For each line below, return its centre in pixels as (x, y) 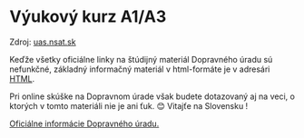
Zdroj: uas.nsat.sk (43, 42)
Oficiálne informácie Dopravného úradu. (84, 123)
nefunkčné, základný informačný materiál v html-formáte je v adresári (140, 69)
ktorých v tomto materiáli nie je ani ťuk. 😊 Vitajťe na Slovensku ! (129, 105)
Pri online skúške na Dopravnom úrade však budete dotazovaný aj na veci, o (152, 96)
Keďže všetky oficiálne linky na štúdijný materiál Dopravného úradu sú (141, 59)
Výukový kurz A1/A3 (88, 17)
